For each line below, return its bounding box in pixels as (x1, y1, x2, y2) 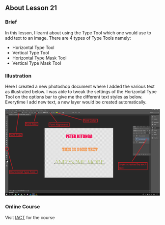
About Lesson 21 (5, 4, 57, 12)
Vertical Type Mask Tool (12, 60, 61, 66)
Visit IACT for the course (5, 214, 55, 220)
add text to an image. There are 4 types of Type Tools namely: (5, 35, 131, 41)
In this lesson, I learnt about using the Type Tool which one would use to (5, 29, 151, 36)
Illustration (5, 72, 32, 79)
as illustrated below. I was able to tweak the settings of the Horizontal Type (5, 88, 157, 95)
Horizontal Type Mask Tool (12, 55, 67, 61)
